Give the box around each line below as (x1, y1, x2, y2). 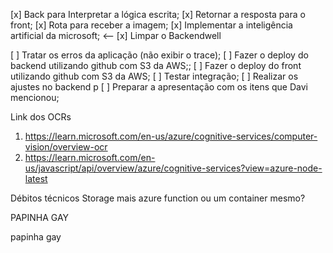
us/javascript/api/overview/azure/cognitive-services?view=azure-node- (24, 162, 323, 174)
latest (24, 173, 48, 184)
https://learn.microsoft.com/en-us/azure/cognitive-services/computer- (24, 130, 318, 142)
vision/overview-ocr (24, 141, 108, 153)
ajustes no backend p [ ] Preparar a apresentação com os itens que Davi (10, 81, 308, 93)
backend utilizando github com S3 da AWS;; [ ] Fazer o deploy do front (10, 60, 302, 71)
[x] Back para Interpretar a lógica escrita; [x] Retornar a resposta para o (10, 9, 306, 20)
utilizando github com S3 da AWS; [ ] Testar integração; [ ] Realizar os (10, 70, 299, 82)
